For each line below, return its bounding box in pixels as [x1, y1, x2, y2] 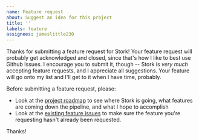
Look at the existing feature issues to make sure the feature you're [15, 110, 181, 117]
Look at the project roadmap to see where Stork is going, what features [15, 97, 193, 104]
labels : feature [6, 25, 47, 32]
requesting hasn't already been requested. [15, 116, 122, 124]
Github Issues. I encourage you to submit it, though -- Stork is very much [6, 61, 189, 68]
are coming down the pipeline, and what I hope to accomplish [15, 103, 169, 110]
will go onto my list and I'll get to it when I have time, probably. [6, 74, 161, 81]
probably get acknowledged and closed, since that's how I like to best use [6, 54, 191, 62]
